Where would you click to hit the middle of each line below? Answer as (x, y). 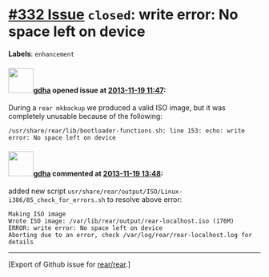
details (21, 242)
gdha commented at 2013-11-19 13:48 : (98, 173)
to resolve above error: (145, 200)
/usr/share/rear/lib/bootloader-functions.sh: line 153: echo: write (127, 131)
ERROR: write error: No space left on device (85, 228)
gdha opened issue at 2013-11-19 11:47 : (100, 90)
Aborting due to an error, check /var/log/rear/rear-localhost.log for (130, 235)
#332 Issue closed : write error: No (123, 15)
